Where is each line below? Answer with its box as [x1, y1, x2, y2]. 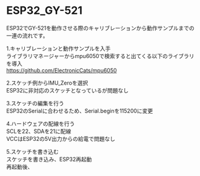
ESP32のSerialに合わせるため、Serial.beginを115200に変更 [6, 107, 153, 114]
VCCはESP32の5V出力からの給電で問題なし [6, 135, 116, 142]
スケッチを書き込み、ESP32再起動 [6, 155, 92, 163]
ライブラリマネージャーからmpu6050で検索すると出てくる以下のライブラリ [6, 52, 195, 59]
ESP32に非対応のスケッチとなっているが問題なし [6, 86, 129, 94]
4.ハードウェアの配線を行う [6, 120, 75, 127]
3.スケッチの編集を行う [6, 99, 65, 106]
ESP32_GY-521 [6, 4, 83, 18]
